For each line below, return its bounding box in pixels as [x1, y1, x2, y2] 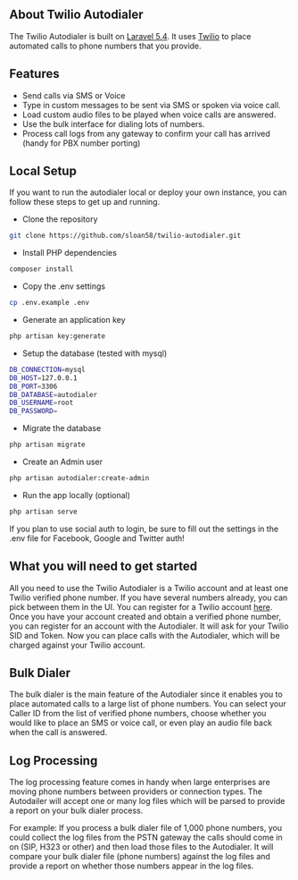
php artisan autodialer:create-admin [9, 474, 150, 483]
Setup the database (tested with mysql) [21, 348, 168, 359]
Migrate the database [21, 423, 102, 434]
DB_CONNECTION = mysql [9, 365, 87, 374]
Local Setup [9, 164, 78, 179]
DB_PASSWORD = [9, 407, 58, 416]
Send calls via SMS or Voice [21, 89, 126, 101]
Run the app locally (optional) [21, 489, 131, 500]
